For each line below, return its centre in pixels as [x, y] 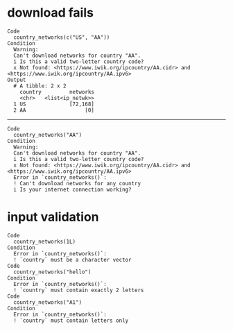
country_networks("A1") [48, 302]
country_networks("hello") [52, 272]
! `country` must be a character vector [72, 260]
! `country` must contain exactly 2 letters [79, 290]
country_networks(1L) [45, 241]
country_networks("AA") [48, 135]
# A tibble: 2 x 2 [40, 86]
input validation [53, 217]
